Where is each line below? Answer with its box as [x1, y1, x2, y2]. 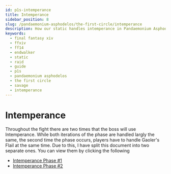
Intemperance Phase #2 [12, 163, 63, 169]
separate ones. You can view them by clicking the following [5, 148, 130, 154]
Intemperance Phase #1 [12, 158, 63, 164]
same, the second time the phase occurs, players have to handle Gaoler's [5, 137, 160, 143]
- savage [10, 83, 28, 88]
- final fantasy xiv [10, 36, 53, 41]
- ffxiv [10, 41, 26, 46]
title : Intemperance [5, 12, 49, 17]
